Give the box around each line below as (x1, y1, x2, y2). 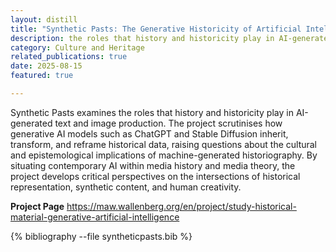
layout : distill (10, 14, 78, 25)
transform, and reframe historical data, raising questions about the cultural (10, 138, 318, 150)
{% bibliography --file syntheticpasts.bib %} (10, 230, 193, 242)
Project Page (10, 200, 65, 212)
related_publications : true (10, 52, 128, 62)
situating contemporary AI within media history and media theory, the (10, 159, 296, 171)
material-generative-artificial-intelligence (10, 211, 180, 223)
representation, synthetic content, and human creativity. (10, 181, 242, 193)
